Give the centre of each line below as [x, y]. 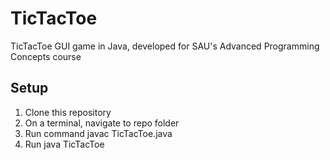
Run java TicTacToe [64, 144]
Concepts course [46, 56]
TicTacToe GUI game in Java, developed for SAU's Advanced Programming [165, 46]
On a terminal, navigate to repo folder [102, 123]
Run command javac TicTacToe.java [98, 133]
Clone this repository [68, 112]
